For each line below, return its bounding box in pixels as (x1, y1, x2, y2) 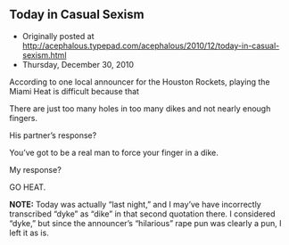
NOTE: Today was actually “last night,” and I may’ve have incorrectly (9, 199, 261, 209)
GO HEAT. (9, 182, 46, 192)
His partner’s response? (9, 129, 97, 141)
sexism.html (21, 49, 67, 61)
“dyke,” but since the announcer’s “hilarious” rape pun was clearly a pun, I (9, 217, 282, 228)
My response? (9, 164, 62, 175)
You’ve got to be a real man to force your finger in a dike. (9, 147, 219, 158)
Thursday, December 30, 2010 (21, 59, 135, 69)
